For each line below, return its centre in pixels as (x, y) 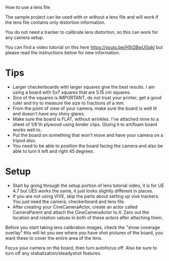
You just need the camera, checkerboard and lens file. (69, 202)
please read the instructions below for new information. (63, 53)
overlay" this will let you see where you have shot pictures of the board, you (84, 233)
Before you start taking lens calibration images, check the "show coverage (83, 227)
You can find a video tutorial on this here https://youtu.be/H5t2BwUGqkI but (84, 47)
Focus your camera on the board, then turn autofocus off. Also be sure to (81, 248)
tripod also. (24, 140)
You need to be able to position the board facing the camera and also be (88, 146)
